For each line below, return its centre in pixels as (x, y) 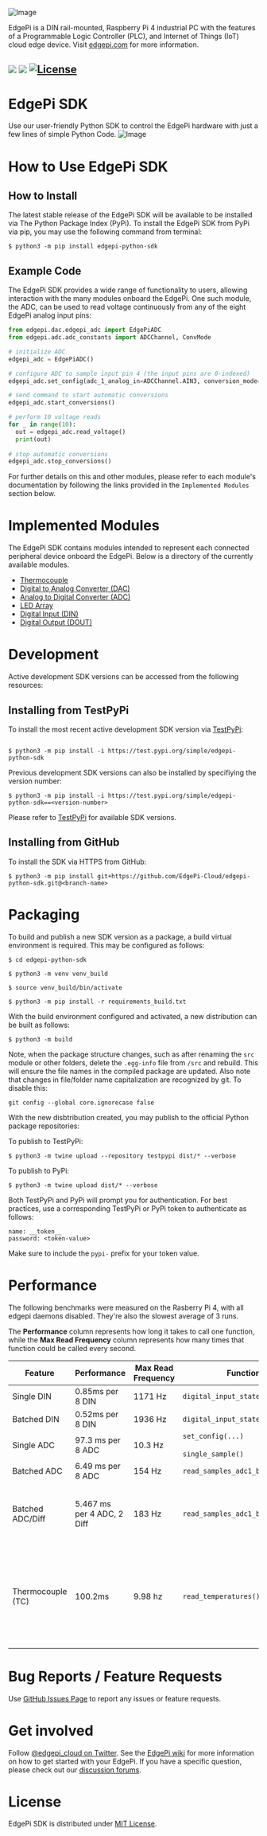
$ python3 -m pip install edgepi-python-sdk (83, 247)
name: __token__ (35, 1231)
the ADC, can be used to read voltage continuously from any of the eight (127, 307)
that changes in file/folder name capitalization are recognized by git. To (125, 1080)
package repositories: (44, 1126)
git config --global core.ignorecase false (81, 1103)
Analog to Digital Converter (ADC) (75, 597)
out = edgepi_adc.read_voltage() (71, 432)
